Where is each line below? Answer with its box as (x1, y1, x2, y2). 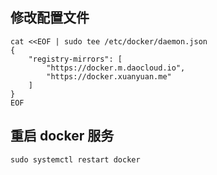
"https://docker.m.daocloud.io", (46, 63, 186, 73)
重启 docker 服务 (10, 128, 115, 145)
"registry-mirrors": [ (28, 54, 123, 64)
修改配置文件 (10, 9, 90, 27)
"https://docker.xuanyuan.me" (46, 71, 172, 82)
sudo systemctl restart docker (10, 154, 141, 165)
